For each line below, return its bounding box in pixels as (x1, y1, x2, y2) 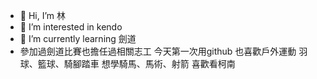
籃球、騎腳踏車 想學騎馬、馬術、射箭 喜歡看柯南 (37, 58, 236, 69)
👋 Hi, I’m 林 (19, 10, 67, 21)
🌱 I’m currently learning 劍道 (19, 33, 137, 44)
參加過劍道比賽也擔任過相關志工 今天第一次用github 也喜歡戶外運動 (19, 45, 297, 57)
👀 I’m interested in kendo (19, 21, 123, 33)
